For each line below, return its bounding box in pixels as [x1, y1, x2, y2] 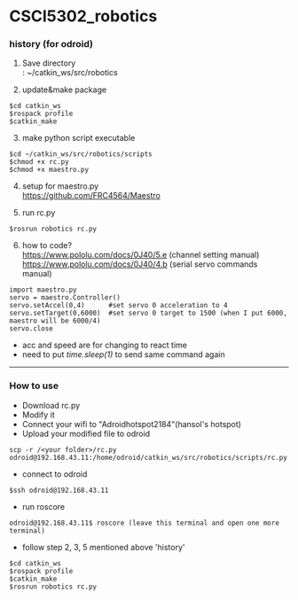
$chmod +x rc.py [9, 158, 69, 167]
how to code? [21, 240, 73, 251]
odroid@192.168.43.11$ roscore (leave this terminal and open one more [9, 518, 279, 527]
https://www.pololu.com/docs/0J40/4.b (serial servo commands [21, 259, 258, 269]
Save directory [21, 58, 76, 68]
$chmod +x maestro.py [9, 166, 90, 175]
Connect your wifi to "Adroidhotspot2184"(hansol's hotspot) [21, 418, 242, 429]
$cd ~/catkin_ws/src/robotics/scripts [9, 150, 153, 159]
